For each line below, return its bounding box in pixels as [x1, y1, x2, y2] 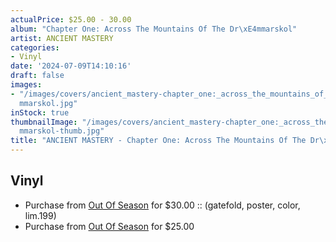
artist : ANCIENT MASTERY [10, 33, 114, 43]
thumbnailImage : [10, 117, 78, 127]
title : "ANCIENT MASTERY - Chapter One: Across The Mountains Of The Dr [10, 136, 320, 146]
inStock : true [10, 107, 70, 118]
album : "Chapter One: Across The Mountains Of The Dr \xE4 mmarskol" [10, 24, 298, 34]
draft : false [10, 71, 65, 81]
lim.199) [24, 209, 57, 221]
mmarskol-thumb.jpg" [19, 126, 105, 136]
